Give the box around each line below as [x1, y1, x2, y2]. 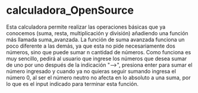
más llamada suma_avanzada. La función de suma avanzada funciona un [6, 36, 185, 43]
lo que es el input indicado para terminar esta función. [6, 80, 139, 87]
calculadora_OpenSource [6, 4, 134, 17]
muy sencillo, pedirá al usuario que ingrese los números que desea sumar [6, 55, 187, 62]
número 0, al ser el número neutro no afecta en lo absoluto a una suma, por [6, 74, 191, 81]
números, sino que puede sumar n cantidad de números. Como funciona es [6, 48, 191, 55]
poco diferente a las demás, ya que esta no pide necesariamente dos [6, 42, 175, 49]
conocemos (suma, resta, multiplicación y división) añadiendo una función [6, 29, 188, 36]
